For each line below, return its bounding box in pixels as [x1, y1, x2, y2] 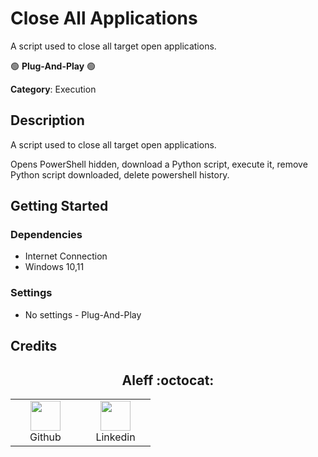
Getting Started [10, 198, 109, 215]
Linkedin [95, 430, 136, 444]
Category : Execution [10, 83, 97, 95]
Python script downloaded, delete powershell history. [10, 168, 230, 181]
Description [10, 112, 85, 129]
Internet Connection [24, 250, 108, 262]
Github [29, 430, 62, 444]
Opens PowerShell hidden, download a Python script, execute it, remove [10, 158, 308, 170]
